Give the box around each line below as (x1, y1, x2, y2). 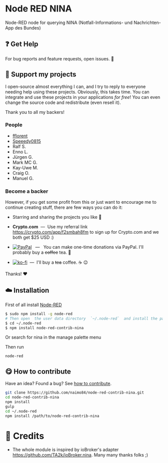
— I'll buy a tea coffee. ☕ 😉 (29, 259, 88, 265)
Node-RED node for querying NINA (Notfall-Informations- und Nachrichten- (5, 19, 161, 25)
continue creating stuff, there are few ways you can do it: (5, 204, 123, 210)
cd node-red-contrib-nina (5, 395, 59, 400)
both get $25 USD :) (12, 234, 54, 240)
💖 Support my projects (5, 70, 76, 79)
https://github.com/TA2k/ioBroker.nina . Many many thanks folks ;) (12, 452, 148, 458)
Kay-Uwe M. (12, 164, 38, 170)
